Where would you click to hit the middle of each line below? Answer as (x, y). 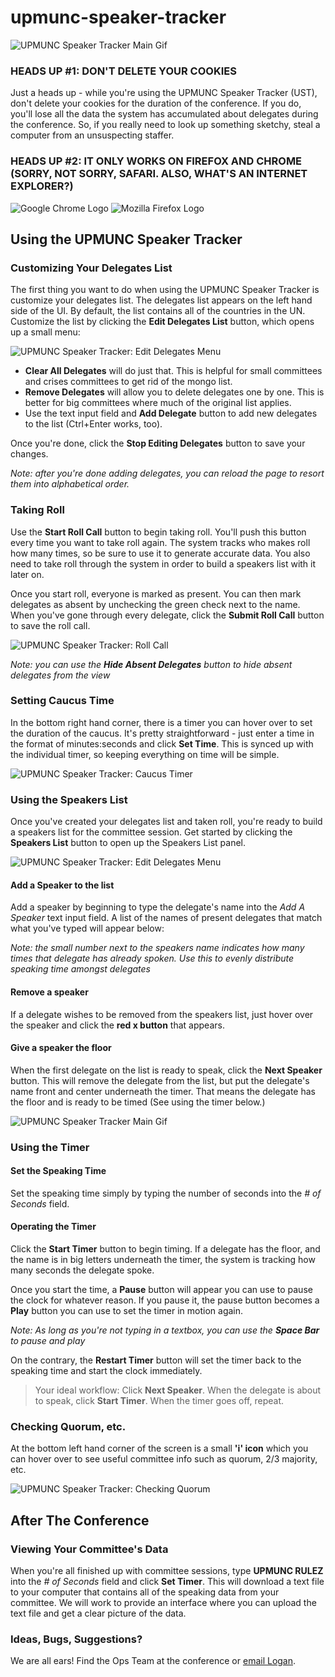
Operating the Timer (53, 1227)
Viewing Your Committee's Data (89, 1549)
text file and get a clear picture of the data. (98, 1613)
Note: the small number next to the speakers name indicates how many (157, 948)
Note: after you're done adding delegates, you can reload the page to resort (167, 473)
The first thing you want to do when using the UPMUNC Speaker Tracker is (165, 290)
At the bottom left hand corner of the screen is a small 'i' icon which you (159, 1448)
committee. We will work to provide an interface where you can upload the (163, 1603)
